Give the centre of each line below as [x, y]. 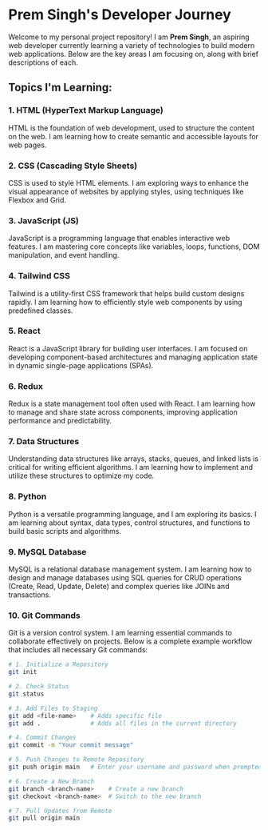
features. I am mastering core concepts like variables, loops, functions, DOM [134, 247]
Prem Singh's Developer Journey [120, 15]
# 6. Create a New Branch [51, 781]
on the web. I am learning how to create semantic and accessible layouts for [134, 136]
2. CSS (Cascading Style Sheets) [73, 166]
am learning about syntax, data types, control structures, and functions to [129, 523]
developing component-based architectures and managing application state [133, 357]
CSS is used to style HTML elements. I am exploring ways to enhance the [129, 182]
